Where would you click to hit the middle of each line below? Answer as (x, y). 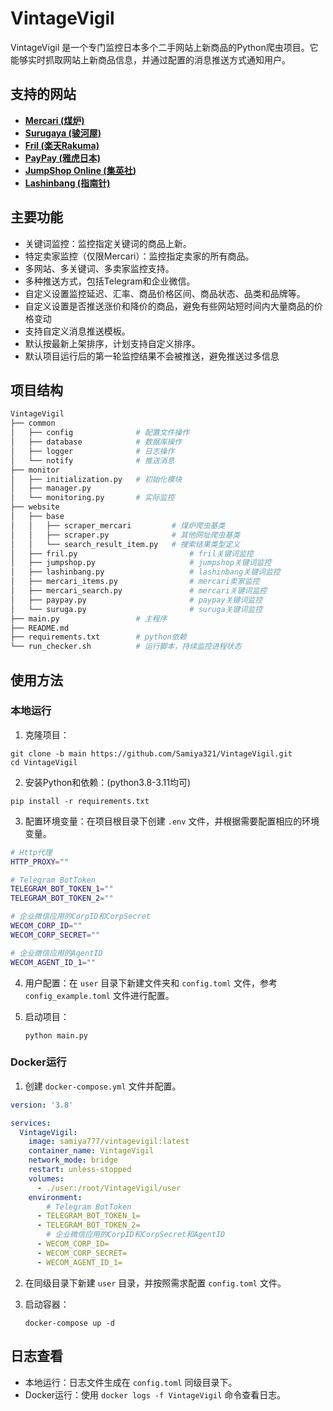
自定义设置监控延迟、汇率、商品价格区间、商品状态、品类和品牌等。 (165, 293)
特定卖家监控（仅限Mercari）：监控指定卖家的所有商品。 (139, 256)
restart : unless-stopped (80, 1170)
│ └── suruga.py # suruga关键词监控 (136, 609)
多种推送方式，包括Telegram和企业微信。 (110, 281)
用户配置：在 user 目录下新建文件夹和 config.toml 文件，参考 (151, 983)
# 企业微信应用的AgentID (56, 953)
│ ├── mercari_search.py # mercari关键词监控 (139, 591)
